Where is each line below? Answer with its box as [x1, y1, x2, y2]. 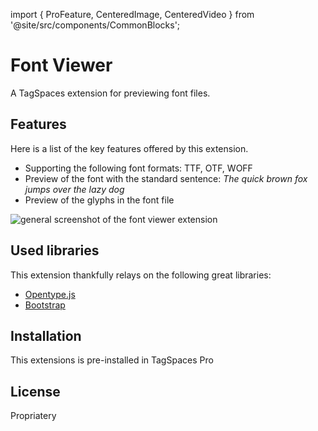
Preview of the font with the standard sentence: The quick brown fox [24, 172, 308, 184]
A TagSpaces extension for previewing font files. [10, 87, 211, 99]
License [10, 383, 61, 400]
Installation [10, 327, 82, 344]
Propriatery [10, 410, 57, 422]
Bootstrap [24, 299, 66, 311]
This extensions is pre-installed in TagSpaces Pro [10, 354, 214, 366]
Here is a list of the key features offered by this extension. [10, 142, 249, 154]
